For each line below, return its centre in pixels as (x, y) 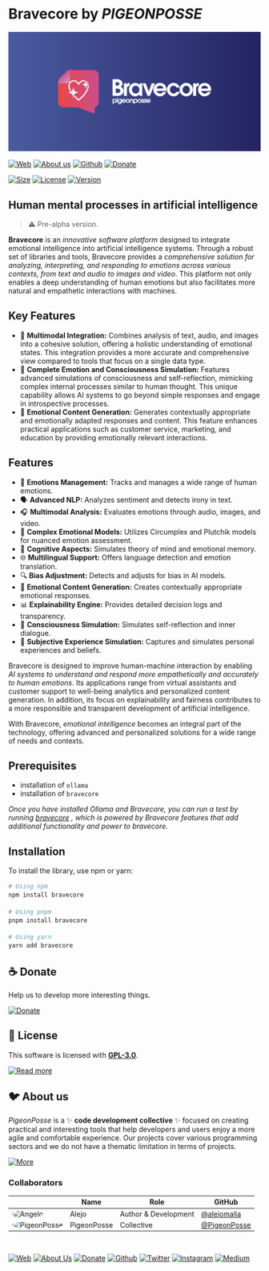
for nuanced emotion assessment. (76, 540)
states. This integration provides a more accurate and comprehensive (134, 352)
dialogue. (35, 633)
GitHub (226, 1202)
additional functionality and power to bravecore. (88, 826)
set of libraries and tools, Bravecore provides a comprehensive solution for (131, 257)
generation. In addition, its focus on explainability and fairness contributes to (134, 699)
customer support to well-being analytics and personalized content (119, 691)
